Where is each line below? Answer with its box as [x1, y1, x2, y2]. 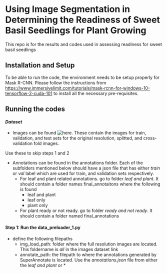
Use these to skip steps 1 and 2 [5, 150, 69, 156]
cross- [143, 135, 157, 141]
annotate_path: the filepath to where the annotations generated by [19, 251, 156, 257]
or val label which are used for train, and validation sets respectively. [12, 170, 154, 176]
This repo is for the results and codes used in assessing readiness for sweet [5, 41, 162, 47]
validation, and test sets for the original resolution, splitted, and [12, 135, 142, 141]
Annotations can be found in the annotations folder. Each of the [12, 160, 143, 166]
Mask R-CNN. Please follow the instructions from [5, 79, 106, 85]
